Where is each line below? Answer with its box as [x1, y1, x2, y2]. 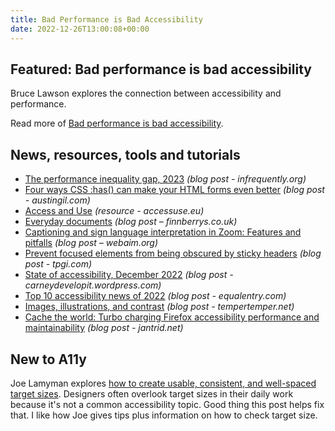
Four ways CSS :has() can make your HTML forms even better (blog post [24, 184, 325, 196]
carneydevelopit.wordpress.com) [24, 279, 162, 291]
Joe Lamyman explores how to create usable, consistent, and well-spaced [10, 377, 317, 389]
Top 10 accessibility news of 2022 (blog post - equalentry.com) [24, 290, 287, 302]
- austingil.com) [24, 194, 91, 206]
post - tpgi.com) [24, 258, 93, 270]
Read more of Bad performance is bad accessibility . [10, 117, 224, 130]
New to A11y [10, 351, 87, 368]
